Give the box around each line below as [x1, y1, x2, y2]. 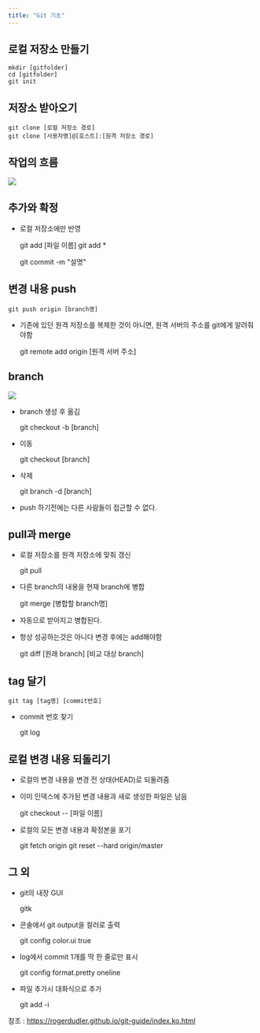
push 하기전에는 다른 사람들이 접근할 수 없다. [19, 502, 157, 512]
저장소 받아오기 [8, 101, 78, 114]
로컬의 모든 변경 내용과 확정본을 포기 [19, 824, 131, 835]
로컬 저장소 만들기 [8, 43, 90, 56]
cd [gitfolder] [8, 71, 58, 79]
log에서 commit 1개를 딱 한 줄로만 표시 [19, 952, 139, 961]
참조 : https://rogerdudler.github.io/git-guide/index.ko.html [8, 1016, 196, 1025]
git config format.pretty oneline [19, 968, 121, 977]
